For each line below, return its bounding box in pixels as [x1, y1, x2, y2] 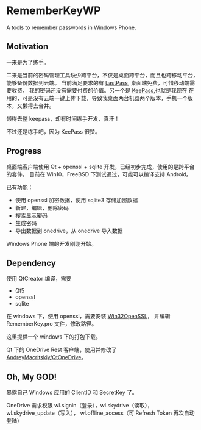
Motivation [6, 41, 49, 52]
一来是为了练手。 [6, 59, 49, 66]
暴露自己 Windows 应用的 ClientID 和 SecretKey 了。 [6, 389, 138, 396]
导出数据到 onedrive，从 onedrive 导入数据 [15, 227, 123, 234]
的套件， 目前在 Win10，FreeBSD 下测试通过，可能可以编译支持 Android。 [6, 170, 192, 177]
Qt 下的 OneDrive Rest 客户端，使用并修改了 [6, 346, 117, 354]
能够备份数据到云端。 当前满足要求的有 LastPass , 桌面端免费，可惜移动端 [6, 79, 190, 86]
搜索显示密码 [15, 212, 48, 219]
